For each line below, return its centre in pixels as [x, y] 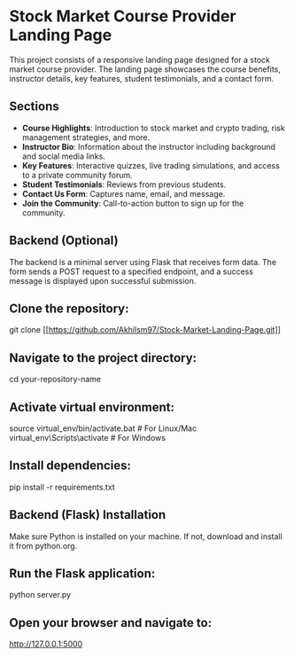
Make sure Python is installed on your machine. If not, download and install [146, 536]
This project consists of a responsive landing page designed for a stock [139, 59]
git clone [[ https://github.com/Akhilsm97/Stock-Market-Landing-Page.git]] [145, 330]
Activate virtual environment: [92, 407]
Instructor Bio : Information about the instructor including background [149, 146]
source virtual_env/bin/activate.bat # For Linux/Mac [103, 428]
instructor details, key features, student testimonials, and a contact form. [142, 78]
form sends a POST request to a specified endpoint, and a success [132, 271]
